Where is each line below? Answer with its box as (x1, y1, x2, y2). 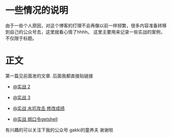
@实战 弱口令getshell (12, 116, 58, 122)
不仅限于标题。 (5, 35, 37, 41)
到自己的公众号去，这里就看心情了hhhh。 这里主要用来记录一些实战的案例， (5, 29, 165, 35)
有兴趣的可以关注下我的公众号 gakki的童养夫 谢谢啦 (5, 127, 114, 133)
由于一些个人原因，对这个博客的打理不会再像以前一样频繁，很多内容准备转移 (5, 22, 167, 29)
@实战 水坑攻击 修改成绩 (12, 105, 65, 111)
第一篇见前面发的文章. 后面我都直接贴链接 (5, 72, 93, 79)
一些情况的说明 (5, 5, 69, 16)
